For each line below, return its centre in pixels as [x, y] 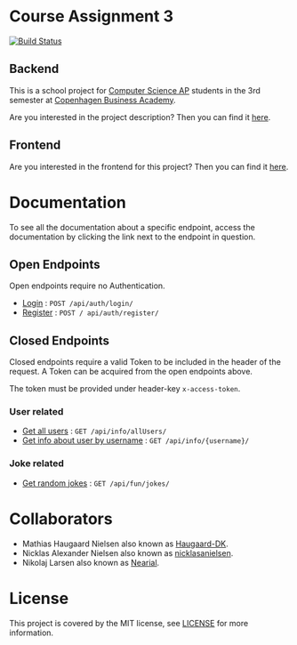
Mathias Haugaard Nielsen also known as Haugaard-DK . [125, 544]
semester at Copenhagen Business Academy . [92, 100]
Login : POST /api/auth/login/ [77, 303]
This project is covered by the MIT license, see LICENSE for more [129, 623]
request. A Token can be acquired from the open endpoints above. [131, 372]
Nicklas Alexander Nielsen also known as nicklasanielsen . [128, 552]
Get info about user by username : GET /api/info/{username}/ [136, 440]
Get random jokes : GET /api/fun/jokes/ [96, 483]
